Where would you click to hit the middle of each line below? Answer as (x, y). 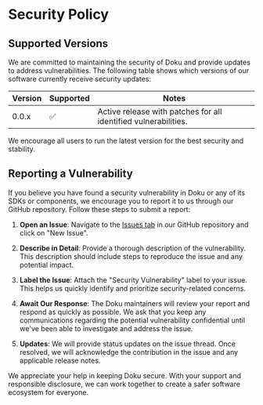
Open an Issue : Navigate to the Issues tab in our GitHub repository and (134, 224)
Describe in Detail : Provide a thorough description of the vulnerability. (133, 248)
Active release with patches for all (160, 111)
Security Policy (59, 15)
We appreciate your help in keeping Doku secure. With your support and (124, 375)
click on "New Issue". (54, 232)
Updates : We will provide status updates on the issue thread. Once (128, 344)
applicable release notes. (60, 360)
